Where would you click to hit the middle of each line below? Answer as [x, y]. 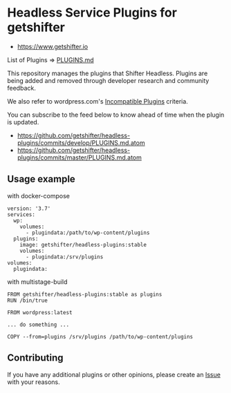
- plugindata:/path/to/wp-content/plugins [87, 233]
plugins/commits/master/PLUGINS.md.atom [79, 157]
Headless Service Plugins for [92, 13]
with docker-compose [39, 195]
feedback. [21, 88]
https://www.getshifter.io [53, 46]
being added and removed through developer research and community [108, 80]
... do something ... [38, 325]
